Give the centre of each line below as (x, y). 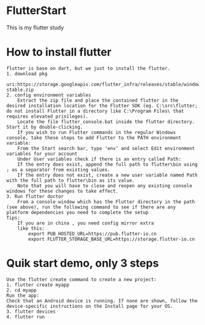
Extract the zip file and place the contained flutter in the (98, 100)
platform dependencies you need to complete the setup (77, 212)
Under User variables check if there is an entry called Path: (99, 159)
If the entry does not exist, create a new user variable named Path (108, 175)
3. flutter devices (31, 312)
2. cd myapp (21, 290)
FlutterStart (36, 11)
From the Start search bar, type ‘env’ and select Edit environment (106, 148)
